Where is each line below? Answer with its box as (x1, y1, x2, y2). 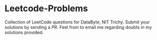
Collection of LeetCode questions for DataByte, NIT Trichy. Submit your (4, 19, 150, 25)
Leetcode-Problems (4, 3, 88, 14)
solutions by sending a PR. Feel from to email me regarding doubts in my (4, 24, 152, 30)
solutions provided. (4, 29, 44, 35)
